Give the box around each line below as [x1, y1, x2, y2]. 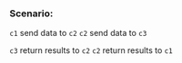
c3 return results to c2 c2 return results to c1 [9, 45, 173, 56]
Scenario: [9, 7, 54, 20]
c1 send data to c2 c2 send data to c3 [9, 28, 147, 39]
